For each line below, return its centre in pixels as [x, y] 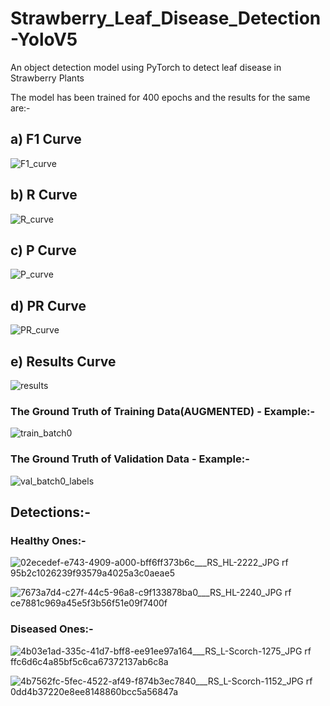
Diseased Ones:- [52, 629]
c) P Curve [43, 250]
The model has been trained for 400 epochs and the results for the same [160, 97]
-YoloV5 [44, 39]
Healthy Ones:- [48, 540]
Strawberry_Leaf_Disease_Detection [166, 18]
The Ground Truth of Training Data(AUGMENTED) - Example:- [163, 411]
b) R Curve [44, 195]
